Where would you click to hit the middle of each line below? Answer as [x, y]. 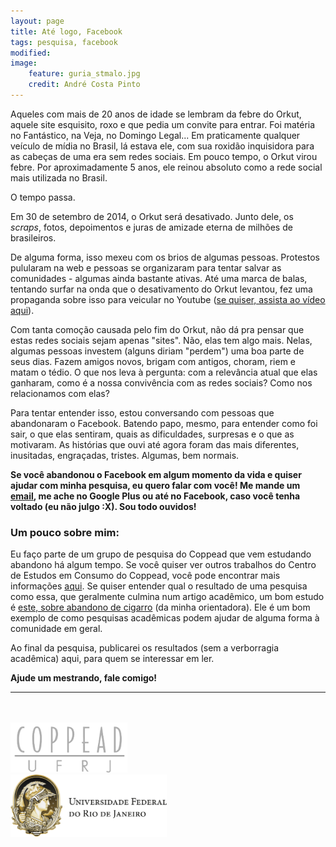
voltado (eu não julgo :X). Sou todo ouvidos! [103, 506]
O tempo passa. [43, 197]
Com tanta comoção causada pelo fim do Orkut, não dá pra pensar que [157, 329]
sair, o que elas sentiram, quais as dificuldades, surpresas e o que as [152, 434]
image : [24, 63]
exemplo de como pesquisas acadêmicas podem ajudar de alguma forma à [165, 618]
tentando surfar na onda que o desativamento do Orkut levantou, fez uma [161, 289]
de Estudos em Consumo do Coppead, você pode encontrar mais [145, 576]
